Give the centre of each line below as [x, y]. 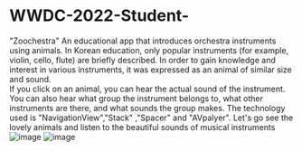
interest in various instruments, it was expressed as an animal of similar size [151, 70]
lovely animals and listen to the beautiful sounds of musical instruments [142, 127]
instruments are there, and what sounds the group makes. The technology [147, 108]
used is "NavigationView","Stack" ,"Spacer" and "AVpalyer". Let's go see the [151, 118]
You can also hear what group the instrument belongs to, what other [137, 98]
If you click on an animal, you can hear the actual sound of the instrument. [147, 89]
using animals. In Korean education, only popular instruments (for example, [149, 50]
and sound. [30, 79]
